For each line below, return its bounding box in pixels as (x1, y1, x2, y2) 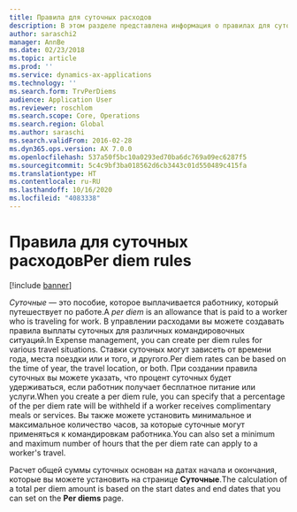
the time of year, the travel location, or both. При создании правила (9, 363, 258, 373)
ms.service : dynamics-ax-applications (9, 71, 152, 80)
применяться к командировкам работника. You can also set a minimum (9, 428, 276, 439)
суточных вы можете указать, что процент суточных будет (9, 372, 232, 383)
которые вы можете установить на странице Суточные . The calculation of (9, 474, 287, 485)
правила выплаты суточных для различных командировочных (9, 325, 245, 336)
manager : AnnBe (9, 37, 65, 47)
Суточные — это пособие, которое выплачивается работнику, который (9, 297, 278, 308)
